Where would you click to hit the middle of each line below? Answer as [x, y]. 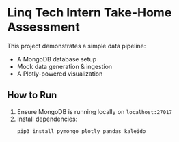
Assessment [43, 27]
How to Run [32, 95]
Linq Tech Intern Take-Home [89, 13]
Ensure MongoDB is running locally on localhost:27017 [95, 111]
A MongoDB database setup [57, 59]
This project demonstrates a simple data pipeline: [77, 46]
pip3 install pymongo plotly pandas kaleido [81, 131]
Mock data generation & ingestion [65, 66]
